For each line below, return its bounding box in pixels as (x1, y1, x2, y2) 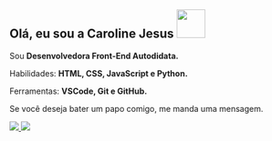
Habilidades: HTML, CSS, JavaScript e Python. (9, 67, 189, 78)
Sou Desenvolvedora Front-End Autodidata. (9, 50, 179, 61)
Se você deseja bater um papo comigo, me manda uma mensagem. (9, 103, 264, 114)
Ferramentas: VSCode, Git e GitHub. (9, 86, 148, 96)
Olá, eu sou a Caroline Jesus (9, 26, 174, 42)
